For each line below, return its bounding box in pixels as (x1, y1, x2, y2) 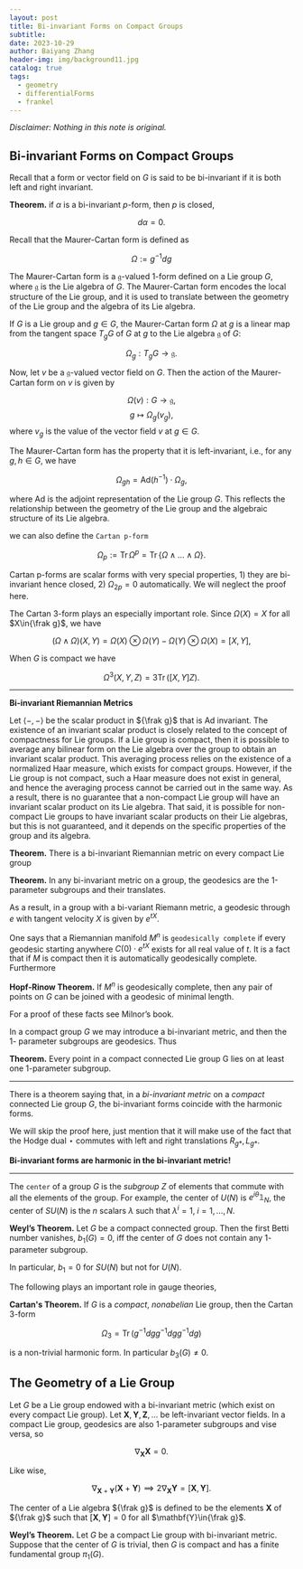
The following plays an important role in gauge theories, (9, 1281, 217, 1292)
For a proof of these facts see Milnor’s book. (9, 1009, 174, 1019)
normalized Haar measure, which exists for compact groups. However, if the (9, 763, 292, 774)
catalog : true (9, 64, 63, 73)
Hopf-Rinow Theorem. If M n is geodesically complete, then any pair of (9, 980, 273, 992)
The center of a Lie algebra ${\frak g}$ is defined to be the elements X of (9, 1502, 282, 1514)
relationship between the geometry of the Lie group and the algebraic (9, 503, 268, 514)
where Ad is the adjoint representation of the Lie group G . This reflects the (9, 493, 286, 504)
